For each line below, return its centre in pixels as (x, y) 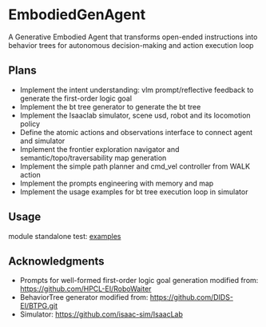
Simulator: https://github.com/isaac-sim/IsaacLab (101, 314)
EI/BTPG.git (39, 306)
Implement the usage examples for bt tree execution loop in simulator (134, 191)
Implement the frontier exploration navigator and (99, 149)
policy (30, 124)
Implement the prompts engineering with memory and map (117, 183)
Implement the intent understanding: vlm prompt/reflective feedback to (137, 90)
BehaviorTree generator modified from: (84, 297)
